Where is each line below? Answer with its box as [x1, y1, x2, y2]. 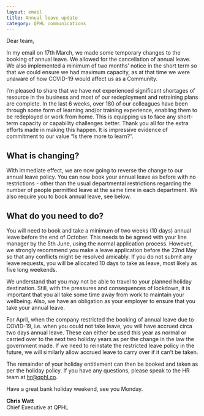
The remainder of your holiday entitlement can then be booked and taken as [6, 360, 198, 368]
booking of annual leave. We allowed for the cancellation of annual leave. [6, 56, 191, 63]
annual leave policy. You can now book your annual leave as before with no [6, 173, 196, 181]
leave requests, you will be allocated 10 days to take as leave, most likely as [6, 260, 197, 267]
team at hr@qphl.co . [6, 374, 58, 380]
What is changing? [6, 150, 80, 161]
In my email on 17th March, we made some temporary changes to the [6, 49, 181, 56]
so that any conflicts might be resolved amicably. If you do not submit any [6, 253, 193, 260]
